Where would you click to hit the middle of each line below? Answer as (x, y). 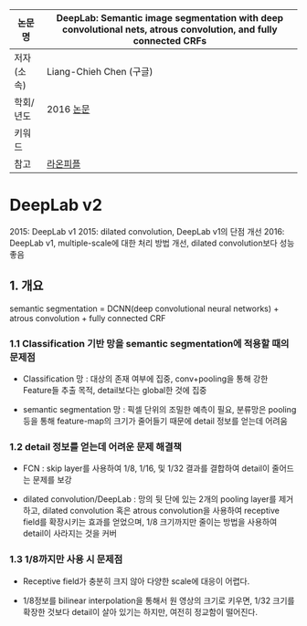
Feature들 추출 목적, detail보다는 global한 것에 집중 (115, 391)
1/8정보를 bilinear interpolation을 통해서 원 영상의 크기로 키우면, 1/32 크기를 (159, 600)
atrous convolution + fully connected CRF (88, 318)
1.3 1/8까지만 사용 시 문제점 (66, 559)
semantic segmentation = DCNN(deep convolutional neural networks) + (144, 308)
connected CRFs (170, 41)
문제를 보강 (52, 480)
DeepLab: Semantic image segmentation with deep (170, 18)
